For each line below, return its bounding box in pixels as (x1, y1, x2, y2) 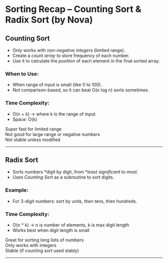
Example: (5, 186, 28, 193)
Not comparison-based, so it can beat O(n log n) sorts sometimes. (12, 87, 149, 93)
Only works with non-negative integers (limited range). (12, 47, 125, 53)
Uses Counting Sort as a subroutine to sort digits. (12, 174, 114, 180)
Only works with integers (5, 242, 56, 248)
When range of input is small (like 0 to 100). (12, 81, 102, 88)
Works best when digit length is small (12, 227, 90, 233)
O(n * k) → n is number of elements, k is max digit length (12, 222, 129, 228)
